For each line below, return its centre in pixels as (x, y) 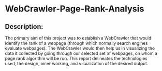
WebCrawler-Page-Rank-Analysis (75, 9)
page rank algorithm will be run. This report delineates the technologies (76, 58)
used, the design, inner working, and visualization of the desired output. (77, 64)
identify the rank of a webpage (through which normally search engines (76, 43)
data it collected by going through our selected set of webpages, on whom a (81, 53)
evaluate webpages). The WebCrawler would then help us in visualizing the (80, 48)
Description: (24, 27)
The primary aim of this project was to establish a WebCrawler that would (78, 38)
